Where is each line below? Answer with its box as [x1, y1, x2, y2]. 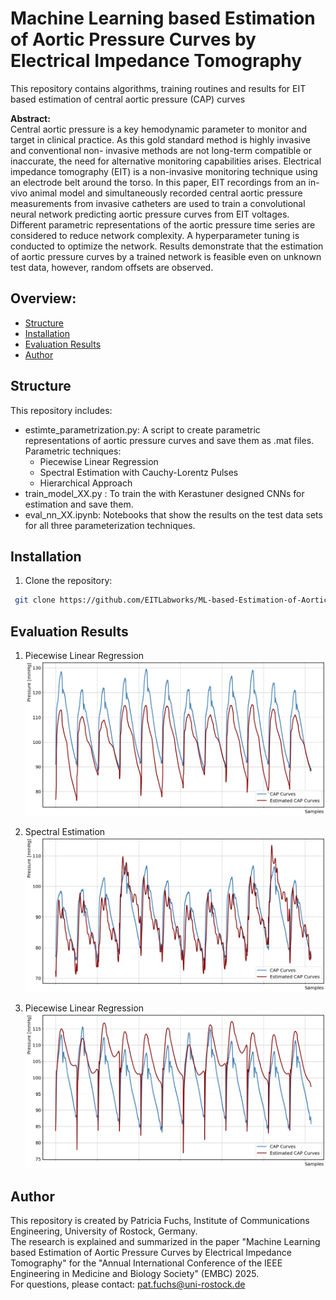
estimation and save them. [24, 498, 134, 510]
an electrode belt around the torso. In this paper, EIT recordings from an [10, 176, 307, 188]
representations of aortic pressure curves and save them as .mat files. [24, 434, 315, 446]
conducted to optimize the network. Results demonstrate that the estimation [10, 240, 324, 252]
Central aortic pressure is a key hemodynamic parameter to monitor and [10, 123, 308, 135]
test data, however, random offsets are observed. [10, 261, 214, 273]
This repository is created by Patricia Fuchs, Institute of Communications [10, 1215, 310, 1227]
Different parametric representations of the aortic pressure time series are [10, 218, 316, 231]
